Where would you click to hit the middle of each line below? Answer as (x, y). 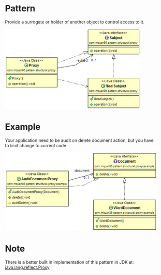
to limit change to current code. (36, 145)
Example (23, 127)
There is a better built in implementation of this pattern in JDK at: (69, 262)
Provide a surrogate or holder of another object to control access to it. (75, 22)
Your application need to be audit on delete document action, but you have (79, 140)
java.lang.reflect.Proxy (27, 267)
